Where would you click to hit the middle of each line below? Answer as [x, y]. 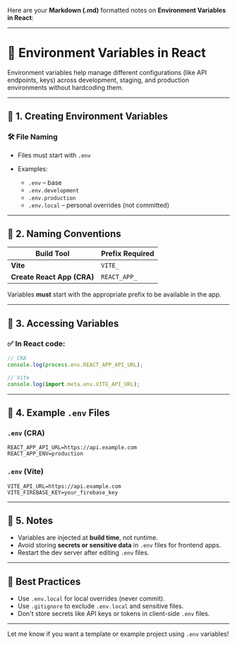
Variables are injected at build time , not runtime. [88, 537]
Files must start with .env [54, 155]
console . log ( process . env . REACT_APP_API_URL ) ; [75, 365]
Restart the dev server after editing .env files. [83, 553]
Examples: [32, 168]
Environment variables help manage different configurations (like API [107, 72]
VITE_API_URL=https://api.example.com [64, 486]
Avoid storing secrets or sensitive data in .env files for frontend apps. [119, 545]
